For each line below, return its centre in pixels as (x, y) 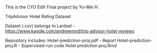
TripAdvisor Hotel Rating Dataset (38, 16)
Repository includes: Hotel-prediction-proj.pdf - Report (61, 40)
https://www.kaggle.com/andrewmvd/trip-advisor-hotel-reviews (70, 31)
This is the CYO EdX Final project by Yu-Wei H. (52, 7)
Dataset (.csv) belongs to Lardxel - (40, 26)
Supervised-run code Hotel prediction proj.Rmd (69, 45)
